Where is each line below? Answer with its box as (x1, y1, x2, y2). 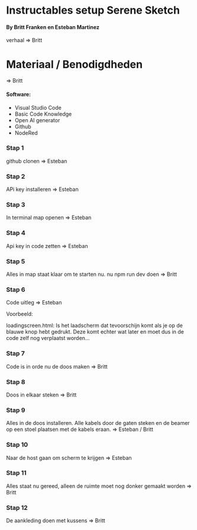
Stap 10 (6, 440, 28, 449)
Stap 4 (6, 229, 25, 237)
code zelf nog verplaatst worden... (6, 335, 90, 342)
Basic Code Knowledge (14, 110, 72, 118)
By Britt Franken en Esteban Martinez (6, 23, 99, 30)
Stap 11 (6, 469, 27, 477)
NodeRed (14, 129, 38, 137)
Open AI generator (14, 116, 60, 123)
